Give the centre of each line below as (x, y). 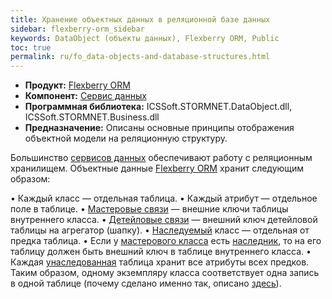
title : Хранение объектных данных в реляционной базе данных (140, 19)
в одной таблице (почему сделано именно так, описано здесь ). (146, 283)
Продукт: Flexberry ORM (77, 85)
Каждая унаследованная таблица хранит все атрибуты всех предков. (160, 262)
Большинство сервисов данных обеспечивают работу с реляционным (161, 158)
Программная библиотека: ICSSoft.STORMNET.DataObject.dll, (158, 107)
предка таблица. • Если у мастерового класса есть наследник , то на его (166, 241)
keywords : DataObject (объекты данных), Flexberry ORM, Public (145, 38)
